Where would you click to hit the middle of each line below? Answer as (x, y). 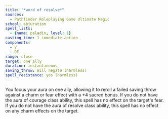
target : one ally (24, 61)
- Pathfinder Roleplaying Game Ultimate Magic (60, 19)
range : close (19, 56)
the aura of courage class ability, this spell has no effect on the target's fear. (85, 100)
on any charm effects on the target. (42, 110)
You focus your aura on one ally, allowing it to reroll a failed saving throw (81, 89)
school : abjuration (26, 24)
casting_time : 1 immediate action (42, 38)
